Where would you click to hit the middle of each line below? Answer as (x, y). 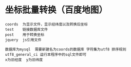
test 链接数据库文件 (27, 29)
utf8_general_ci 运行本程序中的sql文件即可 (46, 54)
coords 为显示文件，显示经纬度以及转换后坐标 (47, 24)
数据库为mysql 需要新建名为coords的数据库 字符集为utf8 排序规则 (66, 49)
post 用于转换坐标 (25, 35)
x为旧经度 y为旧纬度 (24, 60)
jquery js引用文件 (23, 40)
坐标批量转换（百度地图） (56, 10)
